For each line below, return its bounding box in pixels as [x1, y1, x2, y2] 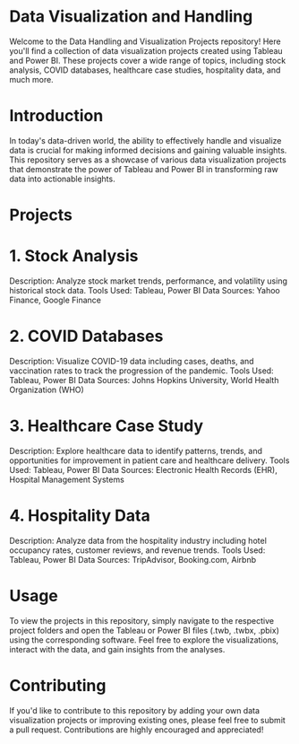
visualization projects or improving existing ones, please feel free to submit [9, 714, 286, 725]
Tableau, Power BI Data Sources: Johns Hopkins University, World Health [9, 374, 279, 385]
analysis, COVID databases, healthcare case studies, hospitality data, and [9, 65, 281, 75]
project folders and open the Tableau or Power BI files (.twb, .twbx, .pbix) [9, 625, 279, 635]
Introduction [9, 106, 104, 127]
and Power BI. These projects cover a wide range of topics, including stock [9, 55, 286, 66]
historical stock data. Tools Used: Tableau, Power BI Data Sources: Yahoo [9, 285, 280, 295]
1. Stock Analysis [9, 246, 139, 267]
